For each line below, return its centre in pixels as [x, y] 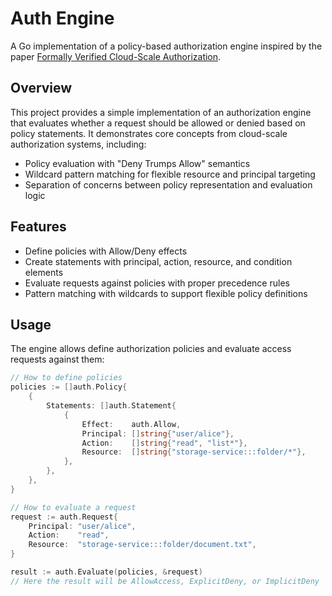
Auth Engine [62, 18]
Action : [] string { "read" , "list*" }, [164, 443]
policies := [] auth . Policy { [69, 387]
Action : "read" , [69, 535]
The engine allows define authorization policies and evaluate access [151, 349]
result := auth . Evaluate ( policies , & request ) [106, 572]
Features [38, 227]
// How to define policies [66, 378]
